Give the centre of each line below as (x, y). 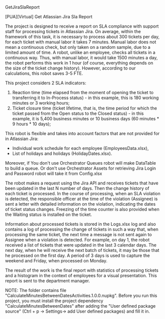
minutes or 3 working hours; (41, 103)
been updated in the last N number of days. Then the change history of (77, 188)
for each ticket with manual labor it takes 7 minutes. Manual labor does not (81, 42)
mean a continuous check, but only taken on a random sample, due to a (78, 47)
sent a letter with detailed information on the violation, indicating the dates (81, 204)
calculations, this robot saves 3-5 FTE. (44, 73)
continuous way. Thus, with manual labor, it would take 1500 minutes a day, (82, 58)
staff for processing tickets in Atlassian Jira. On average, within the (73, 31)
